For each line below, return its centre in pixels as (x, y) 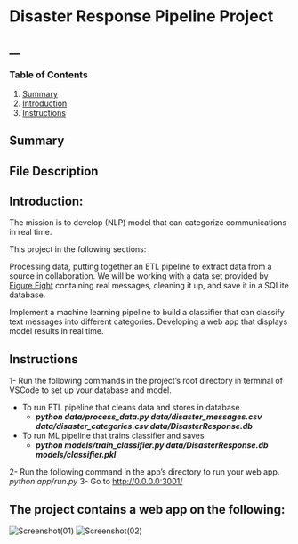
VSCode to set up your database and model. (90, 390)
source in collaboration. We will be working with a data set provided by (139, 276)
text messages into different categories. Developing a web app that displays (149, 321)
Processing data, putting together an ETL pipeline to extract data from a (141, 267)
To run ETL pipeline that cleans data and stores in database (131, 408)
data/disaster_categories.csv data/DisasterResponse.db (144, 426)
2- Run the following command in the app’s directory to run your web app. (145, 472)
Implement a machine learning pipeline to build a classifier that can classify (147, 313)
